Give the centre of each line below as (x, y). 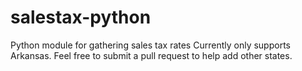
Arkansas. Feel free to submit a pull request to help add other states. (151, 55)
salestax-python (81, 17)
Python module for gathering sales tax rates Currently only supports (150, 45)
